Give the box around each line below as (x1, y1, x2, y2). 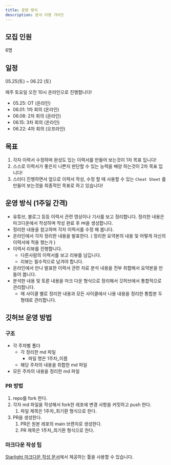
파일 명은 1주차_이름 (28, 355, 68, 362)
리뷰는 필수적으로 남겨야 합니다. (20, 258, 83, 264)
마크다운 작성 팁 (5, 441, 42, 448)
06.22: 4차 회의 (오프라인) (12, 126, 66, 132)
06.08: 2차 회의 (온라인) (12, 113, 61, 119)
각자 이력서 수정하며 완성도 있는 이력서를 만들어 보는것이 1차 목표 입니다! (12, 157, 157, 163)
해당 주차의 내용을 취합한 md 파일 (20, 362, 88, 368)
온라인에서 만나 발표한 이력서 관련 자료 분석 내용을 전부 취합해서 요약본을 (12, 265, 158, 271)
